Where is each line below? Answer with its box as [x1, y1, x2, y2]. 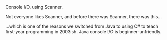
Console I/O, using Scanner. [5, 4, 63, 10]
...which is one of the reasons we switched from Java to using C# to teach [5, 23, 159, 29]
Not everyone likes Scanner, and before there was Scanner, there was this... [5, 14, 162, 19]
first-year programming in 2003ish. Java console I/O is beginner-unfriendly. [5, 29, 162, 34]
